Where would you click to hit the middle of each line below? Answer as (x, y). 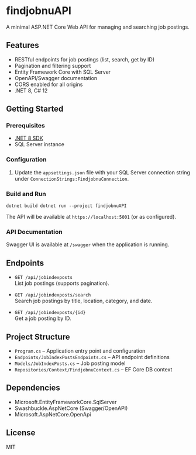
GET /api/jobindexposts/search (53, 295)
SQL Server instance (39, 144)
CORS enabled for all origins (49, 84)
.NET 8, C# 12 (31, 90)
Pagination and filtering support (53, 66)
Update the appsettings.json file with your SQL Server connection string (102, 172)
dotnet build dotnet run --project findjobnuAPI (66, 206)
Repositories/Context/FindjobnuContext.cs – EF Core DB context (93, 369)
